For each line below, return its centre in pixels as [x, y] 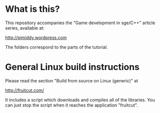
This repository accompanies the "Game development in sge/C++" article [80, 23]
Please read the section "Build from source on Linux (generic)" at [72, 80]
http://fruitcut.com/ [25, 90]
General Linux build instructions [72, 67]
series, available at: [25, 28]
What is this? [33, 9]
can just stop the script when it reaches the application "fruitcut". [72, 105]
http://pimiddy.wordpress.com [36, 38]
